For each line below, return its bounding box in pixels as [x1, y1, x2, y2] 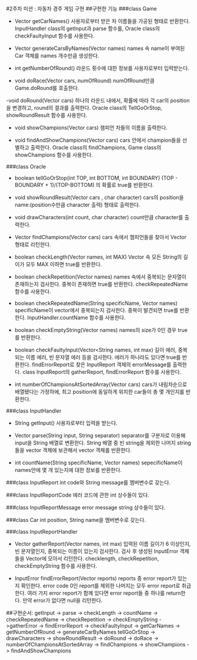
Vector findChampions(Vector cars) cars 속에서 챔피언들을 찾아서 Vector [14, 234, 187, 240]
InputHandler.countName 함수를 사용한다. [27, 314, 126, 321]
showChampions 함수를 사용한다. [14, 152, 93, 158]
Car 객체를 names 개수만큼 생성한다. [14, 52, 99, 59]
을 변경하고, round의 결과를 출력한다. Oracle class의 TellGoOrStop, [6, 105, 163, 111]
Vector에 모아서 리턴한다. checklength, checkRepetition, [25, 555, 159, 562]
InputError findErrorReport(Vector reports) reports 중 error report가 [14, 575, 176, 582]
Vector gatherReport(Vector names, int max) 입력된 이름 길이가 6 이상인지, [14, 540, 191, 547]
